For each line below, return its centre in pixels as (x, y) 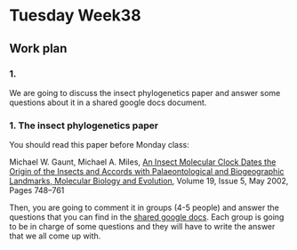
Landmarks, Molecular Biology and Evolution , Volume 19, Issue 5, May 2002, (149, 181)
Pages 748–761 (37, 190)
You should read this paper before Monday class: (99, 145)
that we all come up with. (55, 236)
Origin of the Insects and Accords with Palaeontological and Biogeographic (147, 172)
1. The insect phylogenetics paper (84, 125)
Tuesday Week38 (75, 16)
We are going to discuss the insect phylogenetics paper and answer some (145, 93)
